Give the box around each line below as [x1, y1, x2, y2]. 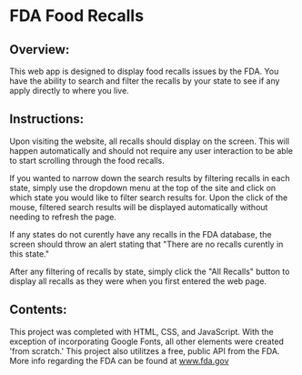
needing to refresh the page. [9, 211, 116, 222]
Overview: [9, 42, 70, 57]
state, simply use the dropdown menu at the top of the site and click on [9, 182, 277, 193]
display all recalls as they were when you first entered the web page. [9, 275, 267, 287]
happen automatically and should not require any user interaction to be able [9, 145, 294, 156]
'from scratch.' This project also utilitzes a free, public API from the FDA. [9, 345, 280, 356]
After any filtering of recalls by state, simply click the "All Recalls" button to [9, 266, 290, 277]
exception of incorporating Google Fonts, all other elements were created [9, 336, 285, 347]
